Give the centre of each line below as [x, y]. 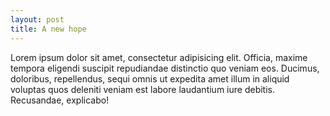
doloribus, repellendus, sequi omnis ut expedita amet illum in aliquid [150, 78]
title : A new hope [48, 29]
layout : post [37, 19]
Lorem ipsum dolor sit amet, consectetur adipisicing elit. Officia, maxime [159, 57]
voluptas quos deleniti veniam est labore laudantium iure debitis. [142, 89]
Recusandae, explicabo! [60, 100]
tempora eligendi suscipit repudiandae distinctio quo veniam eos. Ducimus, [165, 68]
